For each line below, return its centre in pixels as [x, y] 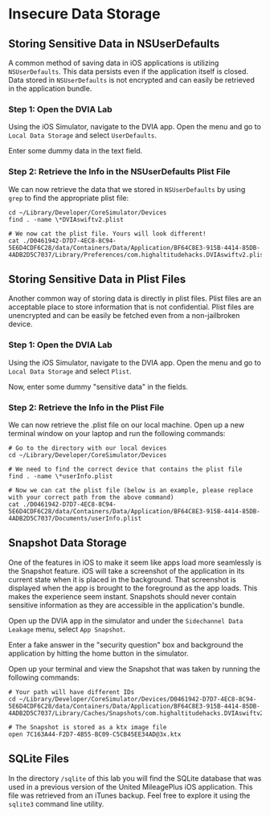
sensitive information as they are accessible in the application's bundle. [127, 605]
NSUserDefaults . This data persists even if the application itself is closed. [129, 71]
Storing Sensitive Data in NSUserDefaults [114, 44]
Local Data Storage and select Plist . [70, 371]
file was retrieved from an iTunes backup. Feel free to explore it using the [129, 795]
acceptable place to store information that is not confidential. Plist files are [131, 307]
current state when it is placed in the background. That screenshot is [123, 579]
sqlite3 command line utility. [56, 803]
